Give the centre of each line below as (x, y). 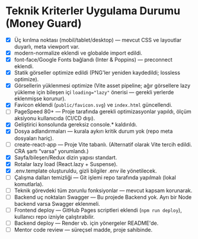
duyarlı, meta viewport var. (47, 47)
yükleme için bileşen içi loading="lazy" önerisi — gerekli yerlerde (94, 93)
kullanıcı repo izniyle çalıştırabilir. (55, 217)
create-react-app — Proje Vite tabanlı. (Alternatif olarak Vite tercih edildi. (103, 144)
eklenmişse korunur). (40, 98)
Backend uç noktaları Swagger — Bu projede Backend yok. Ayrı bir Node (103, 197)
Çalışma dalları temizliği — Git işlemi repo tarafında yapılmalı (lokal (95, 177)
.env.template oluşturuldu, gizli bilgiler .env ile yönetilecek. (85, 171)
